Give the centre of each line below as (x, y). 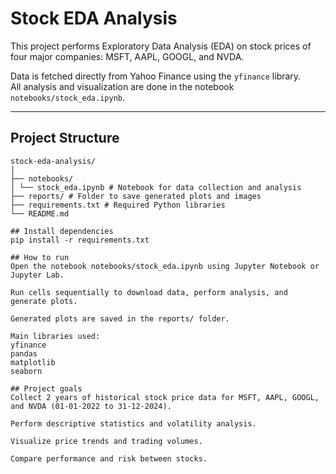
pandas (24, 353)
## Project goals (46, 388)
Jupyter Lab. (37, 275)
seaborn (26, 371)
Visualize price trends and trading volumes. (106, 441)
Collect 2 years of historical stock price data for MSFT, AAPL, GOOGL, (165, 397)
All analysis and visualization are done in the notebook (122, 86)
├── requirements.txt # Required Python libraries (118, 205)
